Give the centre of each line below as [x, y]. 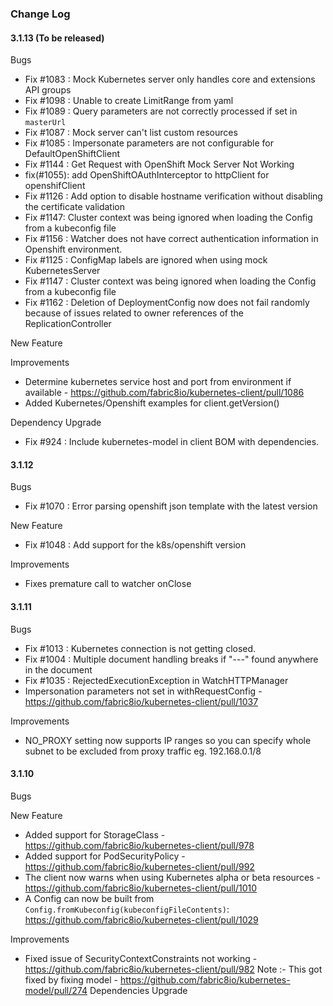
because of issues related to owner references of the [134, 313]
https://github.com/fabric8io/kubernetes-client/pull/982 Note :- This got [173, 969]
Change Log [40, 14]
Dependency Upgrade [56, 423]
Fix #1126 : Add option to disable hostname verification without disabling [173, 196]
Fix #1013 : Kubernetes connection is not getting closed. [140, 648]
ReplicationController [68, 324]
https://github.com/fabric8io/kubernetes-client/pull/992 [139, 866]
